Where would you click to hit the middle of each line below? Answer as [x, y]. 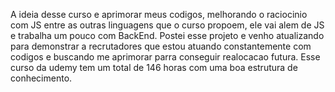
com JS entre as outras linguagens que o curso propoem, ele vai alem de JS [167, 25]
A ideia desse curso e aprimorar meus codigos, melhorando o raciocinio [159, 14]
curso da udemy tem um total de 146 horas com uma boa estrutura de [154, 67]
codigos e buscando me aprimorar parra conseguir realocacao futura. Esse [165, 57]
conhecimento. [41, 78]
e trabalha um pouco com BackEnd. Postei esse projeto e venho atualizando [167, 35]
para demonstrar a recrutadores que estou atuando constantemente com [161, 46]
